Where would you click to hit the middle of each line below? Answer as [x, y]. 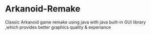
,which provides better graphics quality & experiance [58, 27]
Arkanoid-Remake [43, 9]
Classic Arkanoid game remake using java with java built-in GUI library [75, 22]
